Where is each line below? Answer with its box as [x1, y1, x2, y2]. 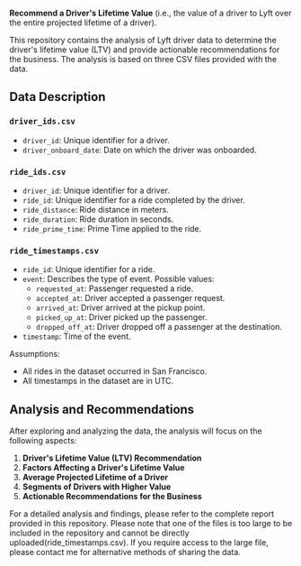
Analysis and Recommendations [9, 401, 195, 417]
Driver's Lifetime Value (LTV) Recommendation [22, 452, 202, 463]
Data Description [9, 89, 106, 105]
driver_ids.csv [9, 116, 76, 127]
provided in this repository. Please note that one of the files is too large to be [9, 518, 293, 529]
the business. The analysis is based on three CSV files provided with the [9, 54, 277, 64]
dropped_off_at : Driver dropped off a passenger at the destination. [35, 322, 283, 333]
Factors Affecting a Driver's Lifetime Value [22, 462, 185, 473]
